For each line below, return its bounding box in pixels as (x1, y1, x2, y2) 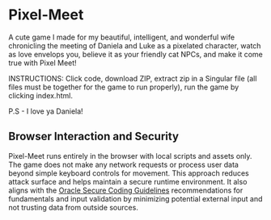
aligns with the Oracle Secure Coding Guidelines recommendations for (8, 185, 243, 195)
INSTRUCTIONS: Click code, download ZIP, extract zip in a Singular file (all (8, 73, 257, 83)
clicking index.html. (8, 90, 73, 100)
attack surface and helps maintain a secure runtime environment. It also (8, 176, 248, 186)
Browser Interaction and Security (8, 130, 180, 143)
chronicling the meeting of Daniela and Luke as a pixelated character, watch (8, 40, 261, 50)
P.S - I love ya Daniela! (8, 106, 83, 116)
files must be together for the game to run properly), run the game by (8, 82, 239, 92)
